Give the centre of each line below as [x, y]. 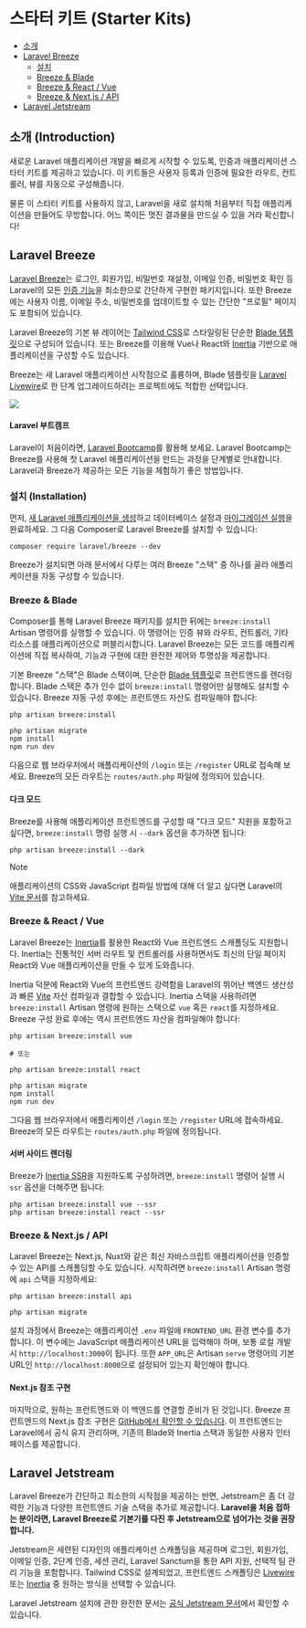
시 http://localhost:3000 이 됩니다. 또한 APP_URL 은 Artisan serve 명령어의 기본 [152, 1353]
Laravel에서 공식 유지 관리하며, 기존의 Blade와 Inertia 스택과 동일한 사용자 [142, 1432]
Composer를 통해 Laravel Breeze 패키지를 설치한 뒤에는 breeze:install [140, 621]
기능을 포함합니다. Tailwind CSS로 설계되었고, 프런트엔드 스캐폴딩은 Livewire [157, 1572]
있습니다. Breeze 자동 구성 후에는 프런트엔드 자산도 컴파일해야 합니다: [133, 698]
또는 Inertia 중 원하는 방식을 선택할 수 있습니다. [93, 1584]
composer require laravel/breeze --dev [85, 547]
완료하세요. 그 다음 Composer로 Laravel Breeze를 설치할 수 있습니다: [133, 530]
